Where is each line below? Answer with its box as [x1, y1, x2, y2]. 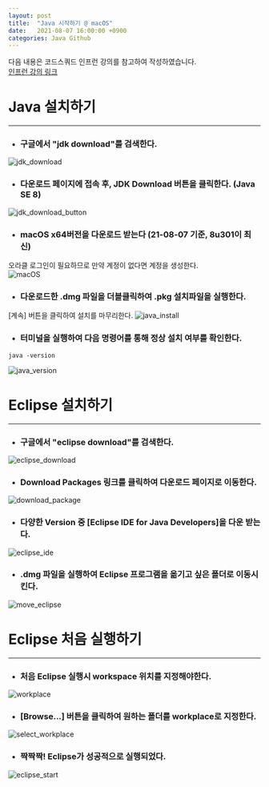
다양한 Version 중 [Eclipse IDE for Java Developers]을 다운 [19, 517, 244, 528]
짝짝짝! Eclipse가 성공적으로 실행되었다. [19, 751, 167, 762]
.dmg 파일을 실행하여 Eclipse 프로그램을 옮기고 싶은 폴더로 [19, 569, 235, 580]
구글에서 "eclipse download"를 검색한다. [19, 436, 175, 448]
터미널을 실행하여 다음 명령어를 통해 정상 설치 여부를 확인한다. [19, 333, 243, 344]
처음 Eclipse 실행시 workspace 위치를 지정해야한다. [19, 670, 212, 681]
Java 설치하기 [8, 98, 96, 116]
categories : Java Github [8, 34, 91, 42]
